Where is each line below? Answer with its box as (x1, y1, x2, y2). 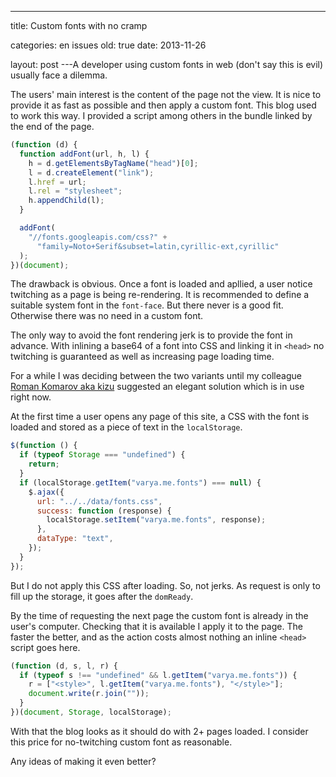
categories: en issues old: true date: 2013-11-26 (10, 39, 207, 51)
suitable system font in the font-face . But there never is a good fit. (10, 299, 284, 311)
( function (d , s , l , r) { (10, 661, 118, 671)
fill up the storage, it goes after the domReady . (10, 590, 194, 602)
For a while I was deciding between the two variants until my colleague (10, 370, 302, 382)
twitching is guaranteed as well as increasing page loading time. (10, 351, 275, 363)
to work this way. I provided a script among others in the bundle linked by (10, 110, 313, 121)
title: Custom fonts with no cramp (10, 20, 148, 31)
